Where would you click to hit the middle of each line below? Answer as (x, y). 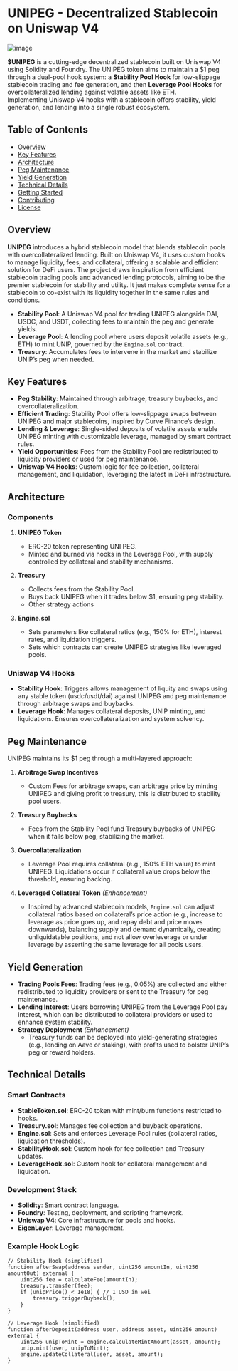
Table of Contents (48, 130)
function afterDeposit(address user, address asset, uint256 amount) (113, 1330)
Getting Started (40, 192)
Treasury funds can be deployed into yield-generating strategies (123, 1037)
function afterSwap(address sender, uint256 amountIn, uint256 (103, 1267)
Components (30, 517)
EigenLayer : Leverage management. (71, 1228)
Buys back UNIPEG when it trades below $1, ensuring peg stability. (126, 597)
